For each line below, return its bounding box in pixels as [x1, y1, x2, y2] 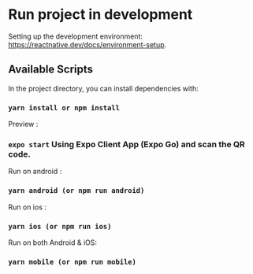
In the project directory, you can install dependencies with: [8, 83, 199, 93]
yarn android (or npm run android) [8, 187, 145, 195]
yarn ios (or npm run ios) [8, 222, 112, 231]
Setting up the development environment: [8, 31, 143, 41]
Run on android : [8, 167, 62, 176]
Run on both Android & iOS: [8, 238, 97, 247]
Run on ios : [8, 202, 47, 212]
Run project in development [8, 6, 193, 24]
